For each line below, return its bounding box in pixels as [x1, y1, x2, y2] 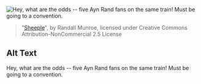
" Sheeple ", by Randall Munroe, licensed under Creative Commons [21, 24, 188, 31]
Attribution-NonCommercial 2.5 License [21, 30, 123, 38]
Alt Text [6, 48, 37, 58]
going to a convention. [6, 71, 63, 78]
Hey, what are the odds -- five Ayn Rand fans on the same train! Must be [6, 64, 189, 71]
